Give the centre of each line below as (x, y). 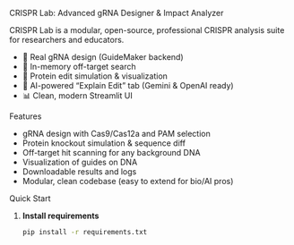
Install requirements (61, 215)
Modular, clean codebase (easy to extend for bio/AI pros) (128, 181)
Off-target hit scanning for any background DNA (111, 152)
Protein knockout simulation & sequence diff (104, 143)
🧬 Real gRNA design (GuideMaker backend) (103, 57)
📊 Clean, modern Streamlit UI (77, 96)
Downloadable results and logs (79, 172)
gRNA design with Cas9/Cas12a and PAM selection (116, 134)
